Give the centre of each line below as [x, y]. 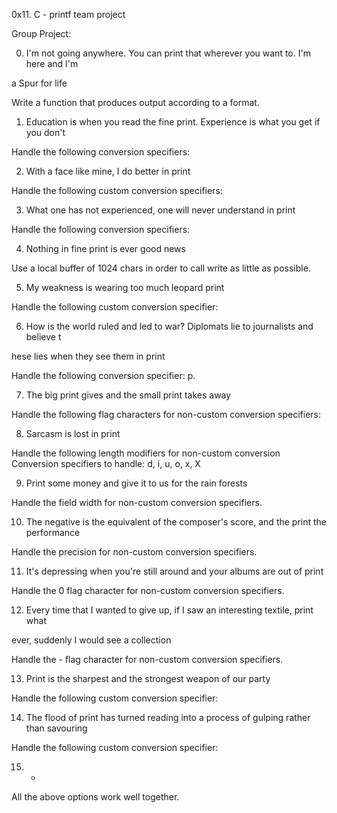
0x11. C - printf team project [68, 14]
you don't [45, 132]
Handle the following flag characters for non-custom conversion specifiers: [166, 414]
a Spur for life [39, 83]
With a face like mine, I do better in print [108, 171]
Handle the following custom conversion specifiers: [117, 190]
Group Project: [41, 33]
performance [53, 532]
